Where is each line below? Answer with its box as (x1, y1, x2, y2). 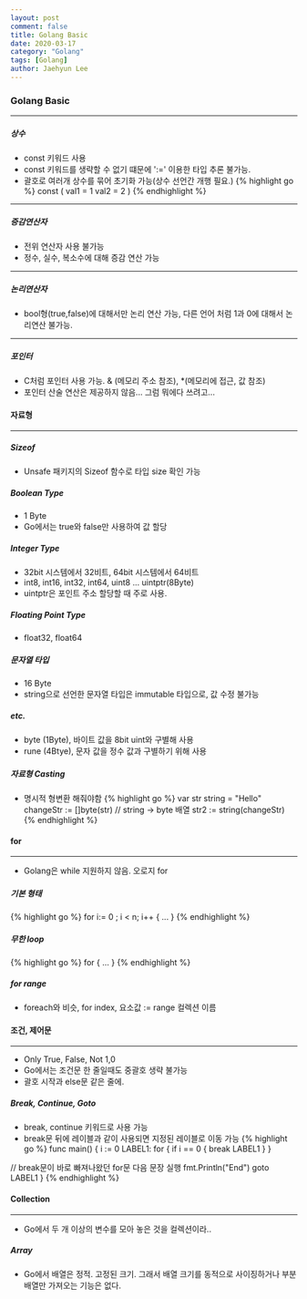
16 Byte (23, 678, 52, 689)
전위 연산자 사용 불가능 (23, 241, 105, 252)
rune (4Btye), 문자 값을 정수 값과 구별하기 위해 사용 (23, 746, 208, 757)
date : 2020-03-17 (10, 38, 77, 48)
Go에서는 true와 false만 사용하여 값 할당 (23, 521, 168, 532)
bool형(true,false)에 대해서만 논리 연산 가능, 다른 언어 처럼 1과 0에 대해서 (23, 308, 284, 319)
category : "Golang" (10, 47, 85, 57)
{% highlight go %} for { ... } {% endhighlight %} (10, 957, 191, 968)
